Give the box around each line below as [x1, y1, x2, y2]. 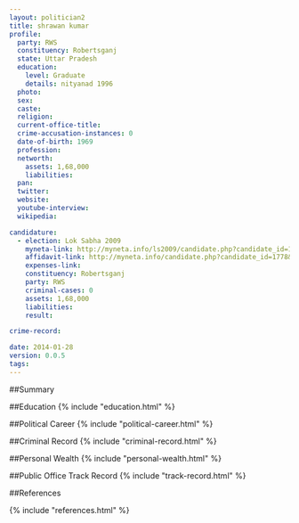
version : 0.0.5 [9, 351, 66, 361]
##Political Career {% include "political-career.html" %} [9, 418, 214, 429]
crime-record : [9, 327, 62, 336]
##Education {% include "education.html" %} [9, 401, 175, 412]
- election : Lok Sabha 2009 [17, 236, 122, 245]
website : [17, 195, 50, 205]
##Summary [9, 384, 55, 395]
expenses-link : [25, 261, 82, 270]
